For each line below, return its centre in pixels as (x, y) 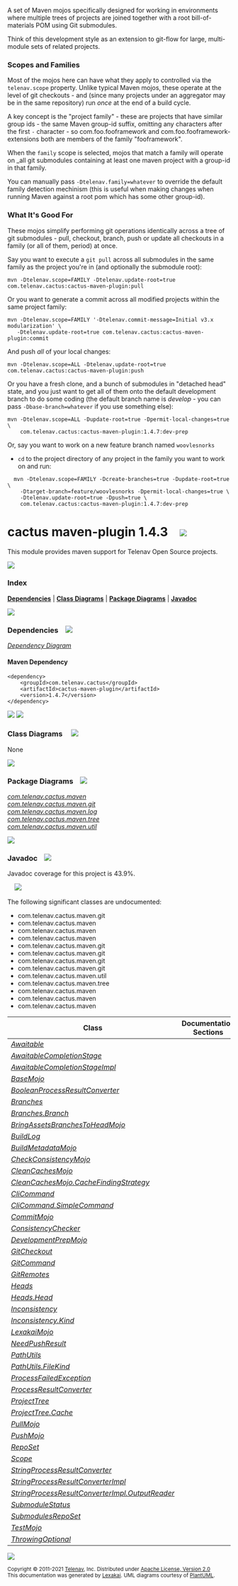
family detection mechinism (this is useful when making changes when (110, 189)
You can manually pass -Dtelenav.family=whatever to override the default (115, 182)
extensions (23, 139)
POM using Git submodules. (76, 25)
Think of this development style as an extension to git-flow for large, (107, 39)
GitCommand (33, 1263)
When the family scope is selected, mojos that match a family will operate (115, 153)
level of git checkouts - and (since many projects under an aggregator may (117, 96)
